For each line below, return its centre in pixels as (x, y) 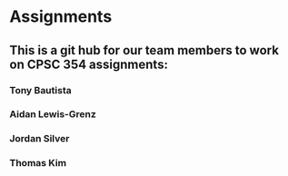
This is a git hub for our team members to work (144, 50)
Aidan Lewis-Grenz (53, 114)
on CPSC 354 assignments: (89, 64)
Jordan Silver (40, 139)
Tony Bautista (40, 90)
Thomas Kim (38, 163)
